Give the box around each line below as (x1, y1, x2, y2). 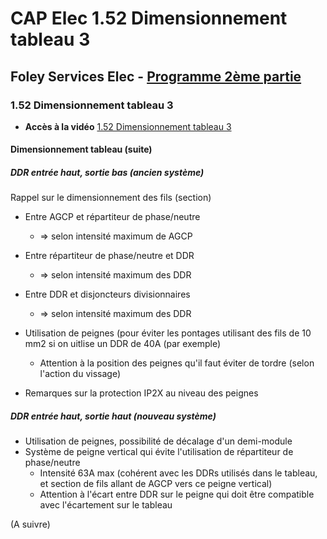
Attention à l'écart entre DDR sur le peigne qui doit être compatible (39, 488, 315, 501)
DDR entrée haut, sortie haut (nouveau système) (10, 410, 217, 422)
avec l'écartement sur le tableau (39, 499, 173, 511)
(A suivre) (10, 518, 51, 531)
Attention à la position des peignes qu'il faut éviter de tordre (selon (39, 357, 315, 369)
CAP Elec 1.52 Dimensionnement (10, 7, 288, 30)
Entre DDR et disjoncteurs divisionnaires (24, 288, 191, 301)
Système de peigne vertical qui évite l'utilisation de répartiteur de (24, 446, 294, 458)
